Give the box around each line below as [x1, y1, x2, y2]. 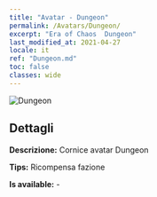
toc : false [9, 63, 50, 72]
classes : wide [9, 71, 62, 80]
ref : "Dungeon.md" [9, 54, 77, 63]
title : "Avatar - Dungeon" [9, 12, 109, 22]
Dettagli [9, 121, 54, 136]
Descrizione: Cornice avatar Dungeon [9, 144, 149, 155]
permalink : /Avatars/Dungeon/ [9, 21, 122, 30]
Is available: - [9, 178, 60, 189]
